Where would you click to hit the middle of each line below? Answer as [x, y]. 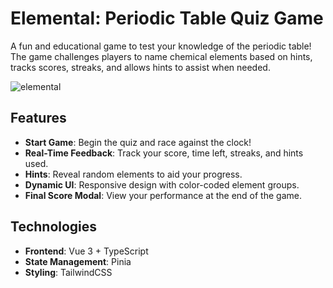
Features [38, 118]
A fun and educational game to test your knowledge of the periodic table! [161, 46]
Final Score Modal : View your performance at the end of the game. [163, 195]
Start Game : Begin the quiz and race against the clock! [138, 142]
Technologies [54, 227]
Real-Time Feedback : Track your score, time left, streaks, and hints [164, 153]
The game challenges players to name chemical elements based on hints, [161, 56]
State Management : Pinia [78, 261]
